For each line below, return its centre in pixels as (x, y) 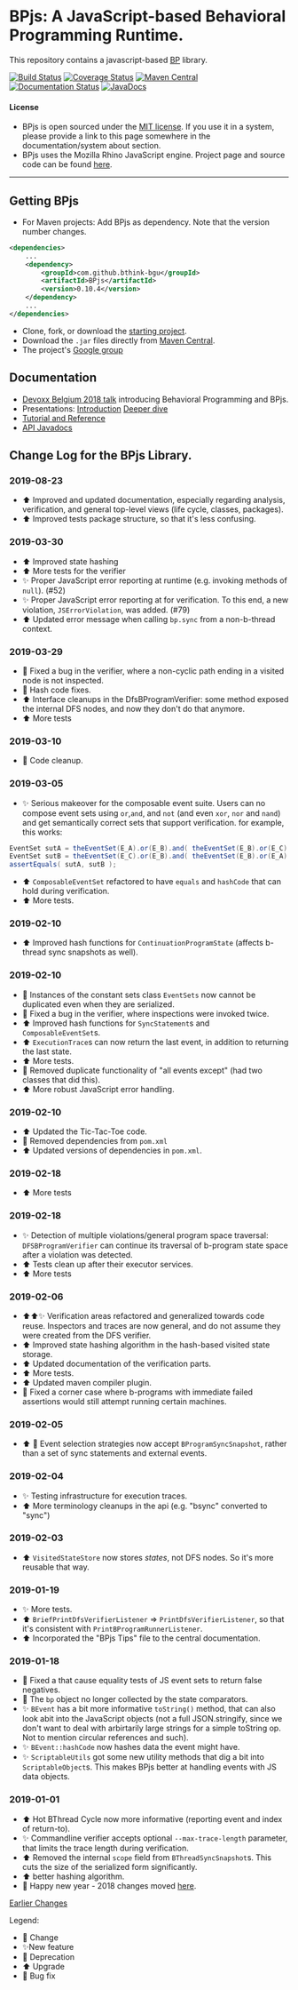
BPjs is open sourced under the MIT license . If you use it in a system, (148, 127)
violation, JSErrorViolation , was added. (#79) (106, 610)
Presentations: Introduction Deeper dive (95, 408)
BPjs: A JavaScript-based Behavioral (148, 16)
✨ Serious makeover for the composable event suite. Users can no (144, 803)
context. (37, 628)
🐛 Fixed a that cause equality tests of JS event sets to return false (142, 1681)
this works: (42, 832)
